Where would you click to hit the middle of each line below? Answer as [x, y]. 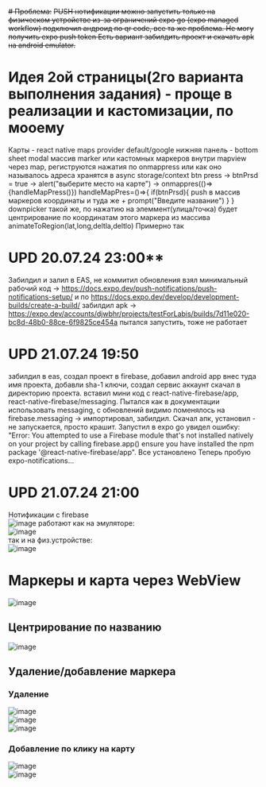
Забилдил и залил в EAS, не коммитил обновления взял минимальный [128, 280]
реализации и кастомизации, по [121, 111]
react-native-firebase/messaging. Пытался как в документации [114, 401]
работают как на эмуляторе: [87, 523]
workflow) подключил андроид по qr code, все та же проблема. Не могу [131, 28]
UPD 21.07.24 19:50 [73, 355]
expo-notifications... [41, 461]
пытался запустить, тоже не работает [183, 322]
